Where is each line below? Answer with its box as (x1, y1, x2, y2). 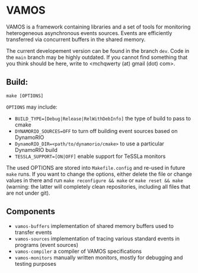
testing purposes (14, 260, 56, 267)
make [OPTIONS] (6, 93, 44, 99)
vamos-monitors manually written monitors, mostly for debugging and (14, 253, 183, 261)
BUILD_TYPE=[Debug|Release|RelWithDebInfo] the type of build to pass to (14, 115, 191, 122)
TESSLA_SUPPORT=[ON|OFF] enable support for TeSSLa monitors (14, 153, 166, 160)
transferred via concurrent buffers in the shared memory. (6, 36, 146, 43)
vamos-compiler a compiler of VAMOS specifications (14, 247, 142, 255)
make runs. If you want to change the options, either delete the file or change (6, 170, 193, 177)
